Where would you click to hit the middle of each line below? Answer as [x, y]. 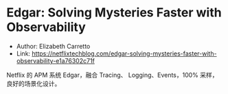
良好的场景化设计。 [34, 83]
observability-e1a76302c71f [56, 60]
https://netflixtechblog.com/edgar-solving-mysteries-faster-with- [124, 54]
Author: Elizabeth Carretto [53, 46]
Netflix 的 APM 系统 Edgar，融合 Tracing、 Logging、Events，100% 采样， [112, 75]
